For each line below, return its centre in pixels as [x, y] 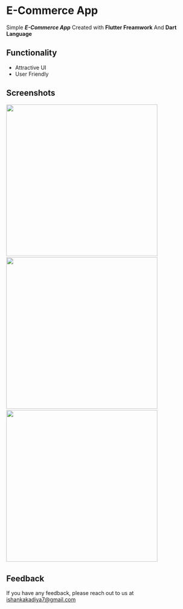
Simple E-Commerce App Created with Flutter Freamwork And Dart [91, 27]
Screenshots [31, 93]
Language [19, 33]
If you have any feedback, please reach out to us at [70, 593]
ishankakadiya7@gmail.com [41, 600]
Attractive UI [30, 67]
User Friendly [32, 74]
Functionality [32, 53]
